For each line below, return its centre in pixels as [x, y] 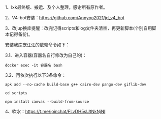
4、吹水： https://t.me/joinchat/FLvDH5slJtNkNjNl [55, 111]
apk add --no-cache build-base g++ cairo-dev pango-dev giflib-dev [76, 85]
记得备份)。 [21, 34]
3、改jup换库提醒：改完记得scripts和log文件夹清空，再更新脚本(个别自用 [79, 28]
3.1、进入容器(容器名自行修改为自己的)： [46, 55]
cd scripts [16, 93]
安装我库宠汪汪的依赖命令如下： [37, 45]
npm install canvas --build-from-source [47, 102]
